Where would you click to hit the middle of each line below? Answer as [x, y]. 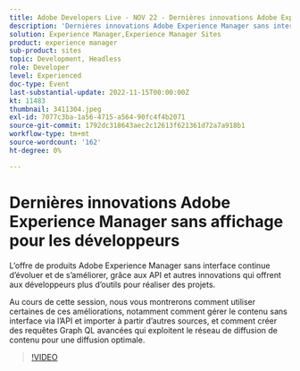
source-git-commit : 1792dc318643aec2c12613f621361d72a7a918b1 [127, 126]
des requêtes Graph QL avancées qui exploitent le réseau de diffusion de [144, 330]
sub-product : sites [46, 51]
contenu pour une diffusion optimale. [77, 340]
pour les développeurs [95, 240]
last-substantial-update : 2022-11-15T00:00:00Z [100, 92]
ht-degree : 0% [36, 150]
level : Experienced [46, 76]
